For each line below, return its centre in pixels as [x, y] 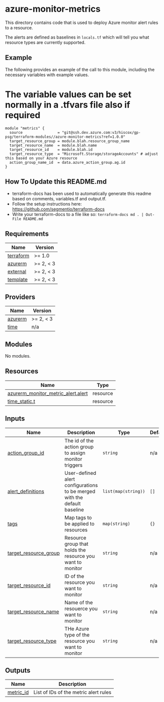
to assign [75, 453]
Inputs [15, 419]
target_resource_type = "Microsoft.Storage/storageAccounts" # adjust [84, 154]
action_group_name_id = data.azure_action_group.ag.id [67, 162]
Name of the [79, 602]
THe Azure [77, 629]
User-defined [80, 473]
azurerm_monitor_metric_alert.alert [48, 393]
